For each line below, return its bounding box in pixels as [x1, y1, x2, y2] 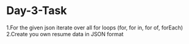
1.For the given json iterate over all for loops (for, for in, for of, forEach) [6, 24, 184, 31]
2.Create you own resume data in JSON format [6, 30, 124, 37]
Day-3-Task [6, 4, 67, 18]
